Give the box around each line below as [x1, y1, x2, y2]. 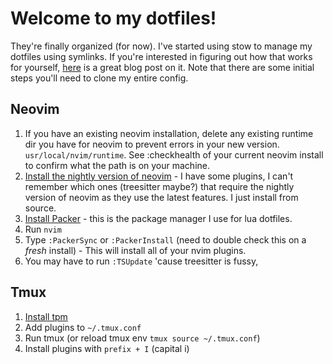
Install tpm [24, 310, 68, 322]
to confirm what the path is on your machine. [24, 159, 210, 171]
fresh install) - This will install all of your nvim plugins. [24, 244, 247, 256]
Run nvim [24, 223, 62, 235]
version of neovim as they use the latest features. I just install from [24, 191, 299, 203]
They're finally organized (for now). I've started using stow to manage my [10, 40, 313, 52]
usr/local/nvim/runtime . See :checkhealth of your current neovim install [24, 148, 324, 161]
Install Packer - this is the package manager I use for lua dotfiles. [24, 212, 293, 224]
